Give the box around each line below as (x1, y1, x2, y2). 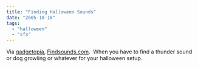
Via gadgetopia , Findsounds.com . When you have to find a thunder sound (6, 48, 193, 55)
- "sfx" (12, 32, 32, 38)
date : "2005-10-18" (6, 15, 56, 21)
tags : (6, 20, 20, 26)
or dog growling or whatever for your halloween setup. (6, 55, 143, 62)
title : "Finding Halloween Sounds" (6, 8, 97, 15)
